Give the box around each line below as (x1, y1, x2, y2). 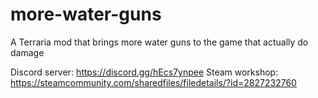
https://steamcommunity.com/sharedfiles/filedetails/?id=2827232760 (10, 76, 297, 88)
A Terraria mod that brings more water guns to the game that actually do (10, 36, 309, 48)
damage (10, 46, 45, 58)
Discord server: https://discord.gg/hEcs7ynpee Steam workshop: (10, 66, 279, 78)
